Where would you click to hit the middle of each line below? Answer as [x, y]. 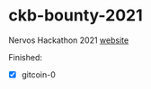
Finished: [25, 57]
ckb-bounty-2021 [75, 16]
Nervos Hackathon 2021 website [69, 40]
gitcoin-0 [38, 74]
